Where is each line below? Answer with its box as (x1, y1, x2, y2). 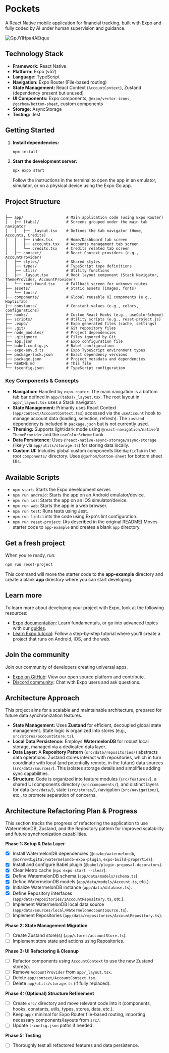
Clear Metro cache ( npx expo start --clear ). (12, 867, 107, 874)
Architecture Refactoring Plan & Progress (5, 807, 138, 815)
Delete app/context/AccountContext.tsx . (12, 974, 97, 981)
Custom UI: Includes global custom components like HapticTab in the (12, 448, 156, 454)
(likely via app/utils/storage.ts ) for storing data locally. (12, 442, 130, 448)
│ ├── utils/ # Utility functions (5, 268, 109, 273)
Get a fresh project (5, 539, 66, 547)
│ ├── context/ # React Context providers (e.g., (5, 251, 139, 256)
